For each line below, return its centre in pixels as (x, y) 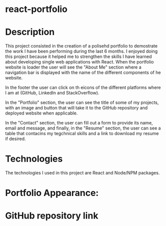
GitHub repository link (52, 216)
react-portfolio (36, 9)
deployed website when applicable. (42, 113)
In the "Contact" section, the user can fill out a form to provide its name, (79, 123)
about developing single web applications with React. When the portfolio (80, 62)
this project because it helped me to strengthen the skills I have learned (79, 56)
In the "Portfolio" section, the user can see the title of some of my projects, (82, 102)
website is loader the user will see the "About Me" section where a (73, 67)
